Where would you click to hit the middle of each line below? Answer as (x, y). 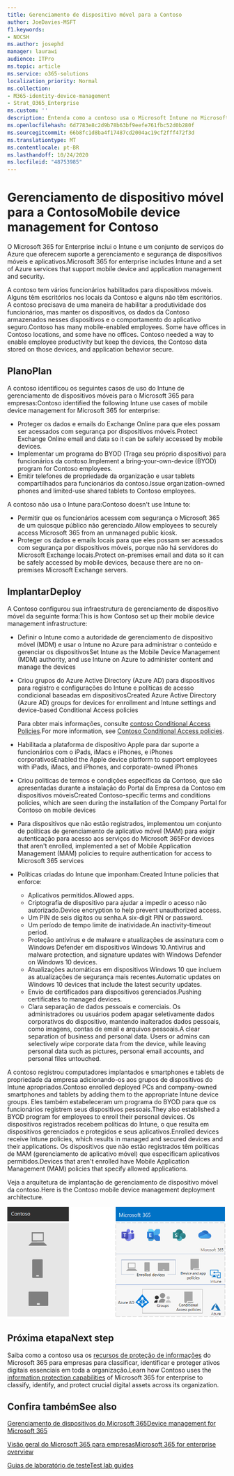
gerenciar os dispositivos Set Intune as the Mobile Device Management (119, 652)
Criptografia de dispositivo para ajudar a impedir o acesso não (117, 902)
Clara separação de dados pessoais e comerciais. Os (104, 1006)
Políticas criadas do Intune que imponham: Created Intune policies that (118, 874)
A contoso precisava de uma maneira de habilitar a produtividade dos (107, 305)
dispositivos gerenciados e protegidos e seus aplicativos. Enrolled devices (113, 1131)
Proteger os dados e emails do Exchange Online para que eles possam (119, 424)
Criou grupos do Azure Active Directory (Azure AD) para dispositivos (116, 680)
